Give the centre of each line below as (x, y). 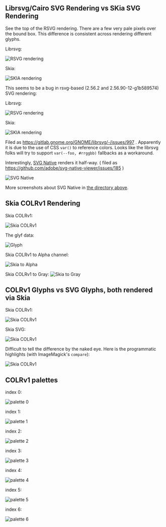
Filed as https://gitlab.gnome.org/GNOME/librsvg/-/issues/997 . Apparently (83, 142)
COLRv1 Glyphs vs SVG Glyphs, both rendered (79, 290)
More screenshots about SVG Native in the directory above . (67, 187)
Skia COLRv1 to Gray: (27, 274)
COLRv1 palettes (32, 380)
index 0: (14, 392)
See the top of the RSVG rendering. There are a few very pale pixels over (81, 28)
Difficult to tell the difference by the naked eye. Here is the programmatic (81, 349)
